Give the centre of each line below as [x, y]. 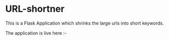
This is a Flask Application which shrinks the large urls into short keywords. [85, 23]
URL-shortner [35, 9]
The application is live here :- [36, 33]
